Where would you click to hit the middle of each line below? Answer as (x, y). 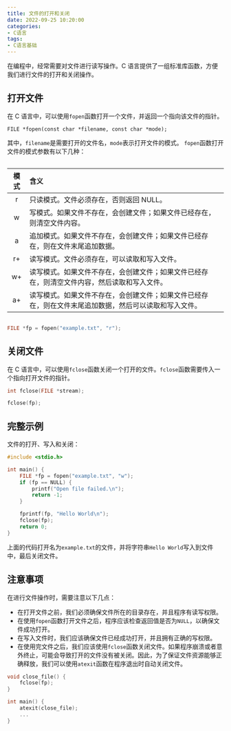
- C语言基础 (22, 45)
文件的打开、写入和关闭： (43, 444)
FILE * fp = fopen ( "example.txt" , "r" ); (64, 328)
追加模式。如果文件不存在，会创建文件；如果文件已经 (115, 236)
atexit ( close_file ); (49, 708)
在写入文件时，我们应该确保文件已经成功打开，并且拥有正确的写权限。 (117, 637)
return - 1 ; (47, 495)
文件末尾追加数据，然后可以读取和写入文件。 (129, 305)
